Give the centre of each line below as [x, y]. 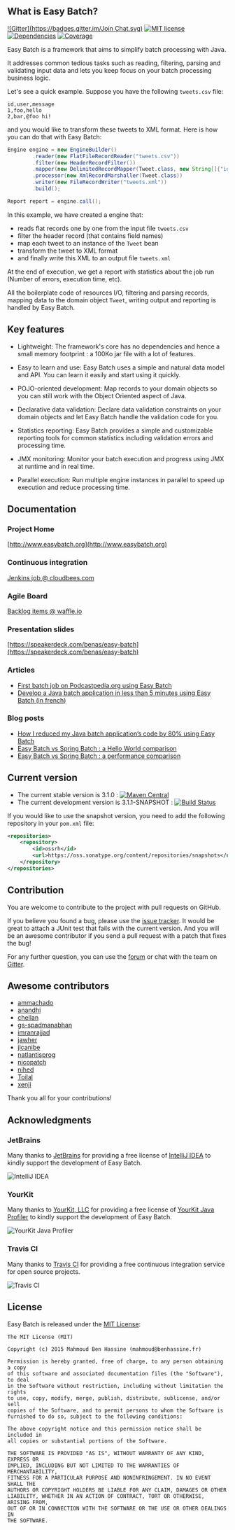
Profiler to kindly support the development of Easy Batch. [90, 1217]
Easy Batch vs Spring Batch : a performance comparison [99, 756]
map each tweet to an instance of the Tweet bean [88, 243]
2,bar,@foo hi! [29, 116]
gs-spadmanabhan [44, 1025]
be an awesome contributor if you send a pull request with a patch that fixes [117, 935]
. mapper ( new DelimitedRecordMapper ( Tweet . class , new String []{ [126, 169]
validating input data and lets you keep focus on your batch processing [109, 70]
